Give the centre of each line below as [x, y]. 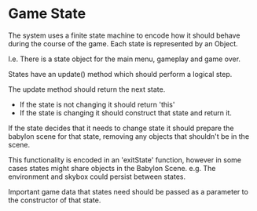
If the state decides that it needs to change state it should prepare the [121, 128]
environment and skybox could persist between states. [97, 176]
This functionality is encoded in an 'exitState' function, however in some [125, 160]
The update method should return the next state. [87, 89]
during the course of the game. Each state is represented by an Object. [123, 43]
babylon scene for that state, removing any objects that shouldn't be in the [129, 136]
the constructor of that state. [55, 200]
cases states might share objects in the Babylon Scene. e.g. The [112, 168]
